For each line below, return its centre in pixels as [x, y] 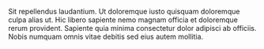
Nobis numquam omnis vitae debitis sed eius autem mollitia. [106, 36]
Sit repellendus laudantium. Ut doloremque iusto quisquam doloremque [124, 11]
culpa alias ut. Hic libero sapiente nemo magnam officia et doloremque [123, 20]
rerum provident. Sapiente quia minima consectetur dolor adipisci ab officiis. [132, 28]
